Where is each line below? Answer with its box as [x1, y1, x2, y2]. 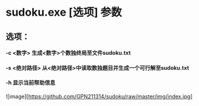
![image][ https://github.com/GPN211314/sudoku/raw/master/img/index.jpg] [5, 93, 193, 100]
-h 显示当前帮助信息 [5, 79, 56, 86]
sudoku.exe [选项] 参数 [5, 5, 122, 19]
